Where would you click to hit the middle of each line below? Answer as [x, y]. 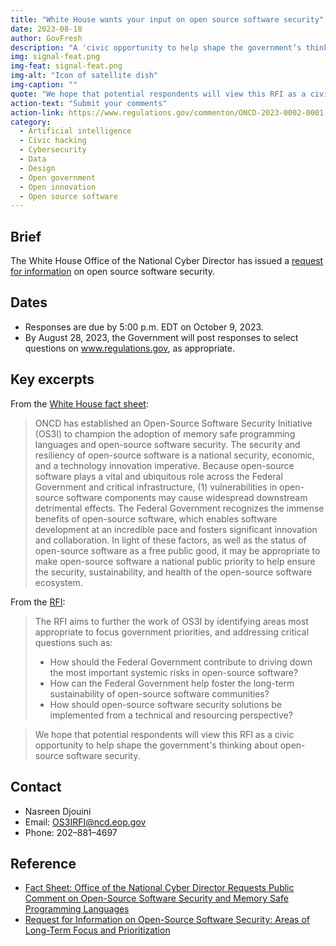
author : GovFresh [46, 38]
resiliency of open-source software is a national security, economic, [174, 455]
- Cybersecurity [53, 150]
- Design [37, 168]
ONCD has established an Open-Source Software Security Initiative [173, 423]
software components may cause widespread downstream [186, 497]
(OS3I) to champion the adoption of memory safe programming [165, 433]
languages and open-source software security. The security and [167, 444]
